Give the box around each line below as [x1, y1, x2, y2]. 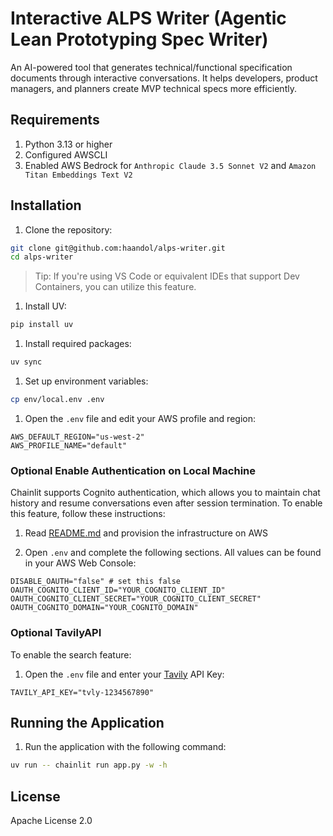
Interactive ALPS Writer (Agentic [10, 7, 287, 30]
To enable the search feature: [10, 648, 132, 661]
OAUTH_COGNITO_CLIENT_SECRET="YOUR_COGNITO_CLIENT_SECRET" [10, 594, 262, 604]
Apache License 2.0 [10, 815, 93, 827]
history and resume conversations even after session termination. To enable [10, 497, 323, 509]
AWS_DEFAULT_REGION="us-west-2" [10, 432, 145, 442]
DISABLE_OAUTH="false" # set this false [10, 577, 182, 587]
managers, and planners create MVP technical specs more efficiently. [10, 82, 297, 94]
